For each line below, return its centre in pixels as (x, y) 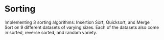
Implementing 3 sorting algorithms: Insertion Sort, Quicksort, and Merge (77, 22)
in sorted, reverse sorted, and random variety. (51, 32)
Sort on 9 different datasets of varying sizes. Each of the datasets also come (82, 27)
